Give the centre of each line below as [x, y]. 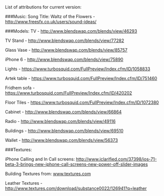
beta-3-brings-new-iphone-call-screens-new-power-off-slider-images [76, 164]
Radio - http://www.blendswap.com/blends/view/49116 [60, 121]
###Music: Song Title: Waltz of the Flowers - [50, 16]
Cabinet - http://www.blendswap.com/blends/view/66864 [63, 112]
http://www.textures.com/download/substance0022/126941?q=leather [76, 188]
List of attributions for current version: [43, 7]
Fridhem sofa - [20, 88]
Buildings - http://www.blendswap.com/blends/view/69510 [64, 131]
